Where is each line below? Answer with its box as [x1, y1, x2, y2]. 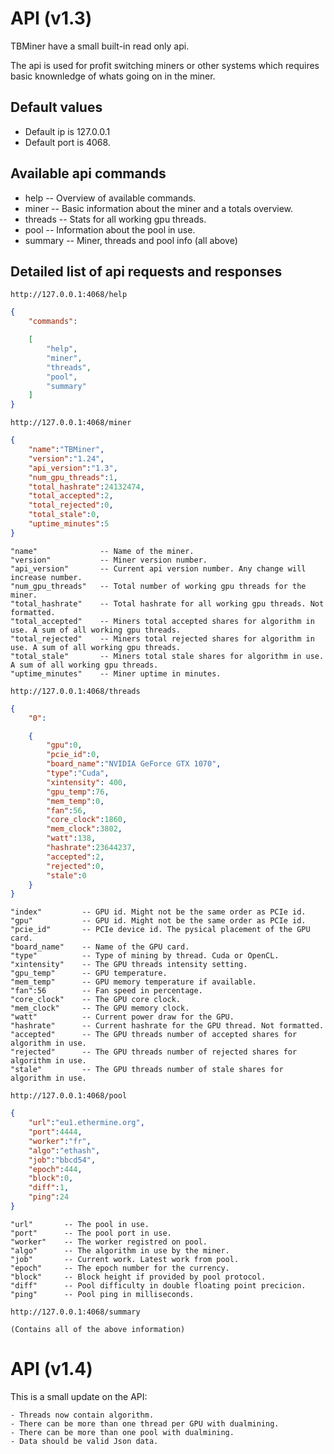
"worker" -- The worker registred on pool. [10, 1237, 208, 1247]
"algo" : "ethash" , [28, 1145, 101, 1156]
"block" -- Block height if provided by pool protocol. [10, 1272, 267, 1282]
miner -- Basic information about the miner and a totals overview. [24, 202, 294, 214]
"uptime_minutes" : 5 [28, 519, 110, 529]
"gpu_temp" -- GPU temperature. [10, 968, 168, 979]
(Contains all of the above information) [10, 1324, 186, 1334]
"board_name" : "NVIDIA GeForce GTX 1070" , [46, 759, 222, 769]
